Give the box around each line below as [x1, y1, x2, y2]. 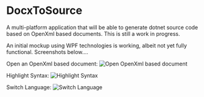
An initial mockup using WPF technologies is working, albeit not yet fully [6, 42, 188, 49]
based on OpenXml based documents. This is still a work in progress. [6, 30, 181, 37]
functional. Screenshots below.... [6, 48, 88, 55]
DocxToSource [6, 4, 83, 18]
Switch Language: [6, 83, 52, 91]
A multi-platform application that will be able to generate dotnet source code [6, 24, 199, 31]
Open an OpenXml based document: [6, 60, 98, 67]
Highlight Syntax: [6, 72, 50, 79]
